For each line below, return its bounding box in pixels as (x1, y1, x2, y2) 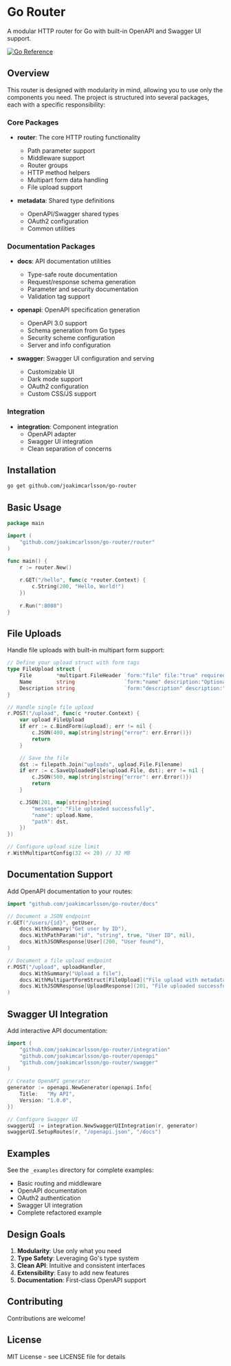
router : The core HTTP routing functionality (16, 134, 141, 142)
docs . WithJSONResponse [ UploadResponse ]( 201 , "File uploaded (19, 983, 195, 990)
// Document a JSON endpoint (7, 913, 91, 919)
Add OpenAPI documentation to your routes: (7, 887, 133, 895)
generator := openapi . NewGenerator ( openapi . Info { (7, 1085, 153, 1091)
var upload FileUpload (19, 716, 85, 723)
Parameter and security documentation (27, 285, 139, 293)
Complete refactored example (16, 1208, 102, 1217)
